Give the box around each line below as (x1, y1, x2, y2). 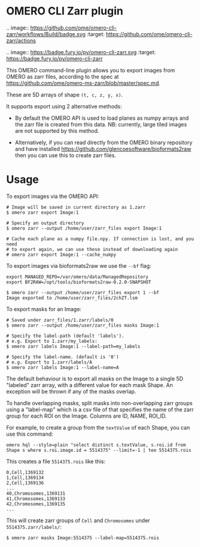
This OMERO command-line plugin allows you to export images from (6, 66, 175, 73)
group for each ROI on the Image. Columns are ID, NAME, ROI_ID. (6, 412, 167, 419)
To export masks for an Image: (6, 305, 82, 312)
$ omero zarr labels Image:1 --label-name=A (6, 364, 119, 371)
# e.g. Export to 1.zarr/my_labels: (6, 338, 98, 344)
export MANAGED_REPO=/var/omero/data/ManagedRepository (6, 274, 149, 280)
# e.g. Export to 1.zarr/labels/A (6, 359, 93, 365)
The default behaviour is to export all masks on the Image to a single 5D (6, 375, 184, 382)
